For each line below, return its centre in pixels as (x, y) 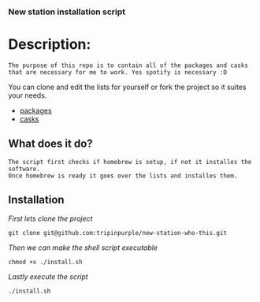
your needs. (28, 95)
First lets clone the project (50, 218)
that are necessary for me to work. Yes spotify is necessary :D (117, 72)
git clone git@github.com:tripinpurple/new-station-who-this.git (117, 233)
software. (24, 169)
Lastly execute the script (48, 277)
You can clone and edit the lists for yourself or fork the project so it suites (127, 87)
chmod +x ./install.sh (45, 263)
